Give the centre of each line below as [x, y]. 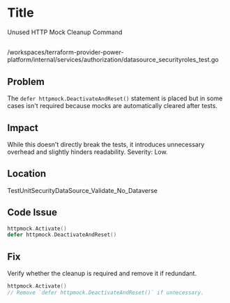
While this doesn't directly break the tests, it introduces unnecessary [106, 144]
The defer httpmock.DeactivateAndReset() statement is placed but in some [115, 98]
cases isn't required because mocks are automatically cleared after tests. [113, 106]
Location [27, 174]
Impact [23, 128]
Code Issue [32, 213]
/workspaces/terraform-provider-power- [66, 52]
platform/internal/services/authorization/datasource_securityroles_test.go [113, 60]
